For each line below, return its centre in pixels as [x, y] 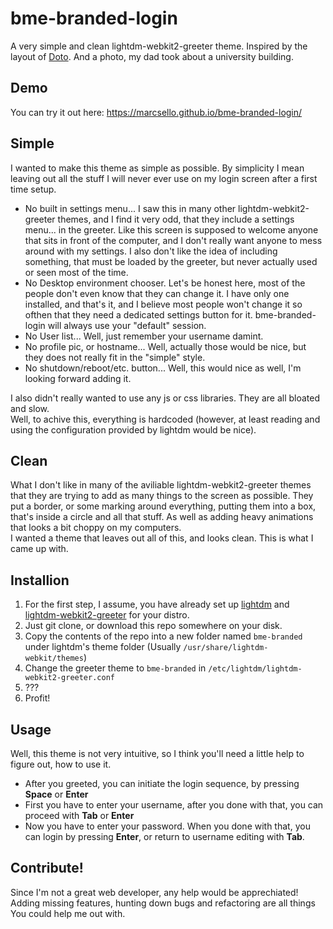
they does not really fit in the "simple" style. [115, 357]
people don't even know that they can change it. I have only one [157, 293]
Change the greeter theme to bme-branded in [115, 668]
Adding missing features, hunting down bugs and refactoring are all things [163, 903]
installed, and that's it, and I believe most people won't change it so [163, 304]
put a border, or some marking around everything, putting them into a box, [163, 506]
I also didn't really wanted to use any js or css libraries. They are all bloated [165, 398]
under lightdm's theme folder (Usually [103, 647]
